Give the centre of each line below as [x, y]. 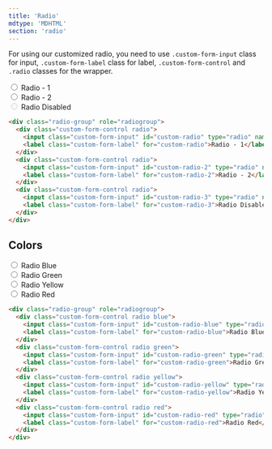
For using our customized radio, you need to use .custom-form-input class [132, 54]
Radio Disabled [46, 107]
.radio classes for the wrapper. [61, 71]
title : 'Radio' [34, 16]
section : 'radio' [38, 31]
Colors [25, 245]
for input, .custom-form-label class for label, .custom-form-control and [127, 62]
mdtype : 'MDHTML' [38, 24]
